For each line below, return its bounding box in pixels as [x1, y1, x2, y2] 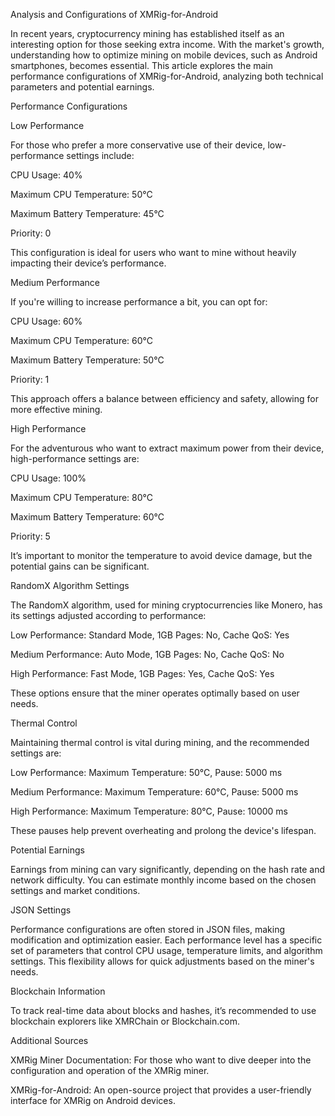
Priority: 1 [10, 374, 50, 385]
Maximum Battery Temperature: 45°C [10, 208, 165, 219]
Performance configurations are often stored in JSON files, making [10, 924, 286, 935]
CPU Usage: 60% [10, 315, 83, 327]
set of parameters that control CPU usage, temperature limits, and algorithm [10, 945, 323, 956]
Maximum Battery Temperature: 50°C [10, 354, 165, 366]
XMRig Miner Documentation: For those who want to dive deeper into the [10, 1054, 312, 1066]
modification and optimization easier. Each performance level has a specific [10, 934, 323, 946]
